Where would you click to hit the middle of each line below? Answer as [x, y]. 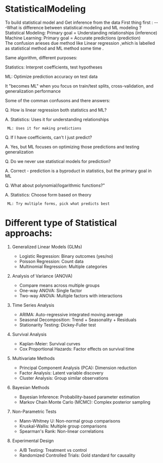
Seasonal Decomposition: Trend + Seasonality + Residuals [78, 320]
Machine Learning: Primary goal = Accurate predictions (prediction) [73, 38]
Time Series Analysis [33, 305]
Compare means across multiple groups [59, 285]
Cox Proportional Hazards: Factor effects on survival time [77, 349]
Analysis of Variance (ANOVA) [42, 276]
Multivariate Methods [33, 358]
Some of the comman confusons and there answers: [58, 100]
